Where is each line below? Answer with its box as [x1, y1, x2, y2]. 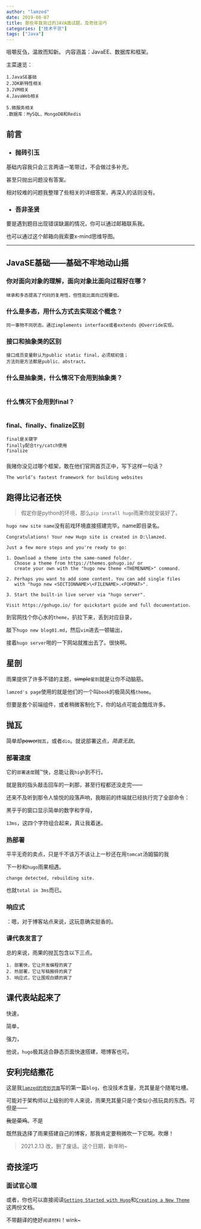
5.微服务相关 [6, 105, 34, 111]
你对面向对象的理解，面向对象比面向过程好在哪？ [6, 277, 148, 286]
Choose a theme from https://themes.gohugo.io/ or [14, 560, 144, 567]
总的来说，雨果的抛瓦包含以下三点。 [6, 949, 96, 956]
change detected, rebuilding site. [6, 875, 95, 882]
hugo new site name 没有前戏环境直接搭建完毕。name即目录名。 [6, 522, 163, 530]
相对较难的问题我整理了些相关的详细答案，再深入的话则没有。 [6, 188, 159, 196]
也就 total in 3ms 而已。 [6, 887, 65, 894]
